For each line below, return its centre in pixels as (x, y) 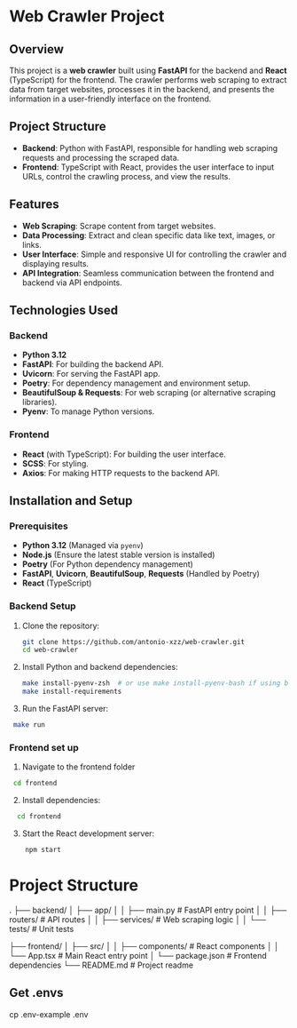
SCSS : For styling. (55, 463)
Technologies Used (63, 311)
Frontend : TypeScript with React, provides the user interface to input (148, 167)
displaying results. (55, 263)
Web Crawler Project (87, 16)
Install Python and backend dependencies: (100, 667)
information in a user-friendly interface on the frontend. (110, 99)
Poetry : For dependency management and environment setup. (136, 383)
